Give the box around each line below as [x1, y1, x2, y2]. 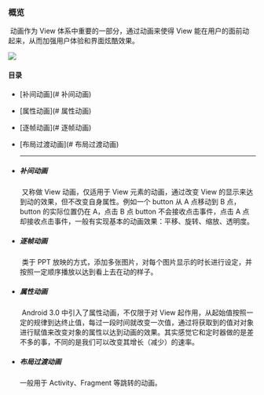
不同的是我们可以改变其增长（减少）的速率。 [53, 338, 199, 347]
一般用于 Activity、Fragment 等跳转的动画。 [19, 379, 163, 388]
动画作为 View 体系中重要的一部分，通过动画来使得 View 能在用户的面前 [9, 26, 243, 36]
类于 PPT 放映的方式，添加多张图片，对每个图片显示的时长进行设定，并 [21, 258, 253, 267]
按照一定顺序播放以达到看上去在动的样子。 [19, 267, 158, 276]
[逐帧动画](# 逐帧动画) [19, 123, 92, 132]
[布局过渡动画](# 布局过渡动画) [19, 139, 119, 148]
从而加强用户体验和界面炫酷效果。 [28, 36, 139, 46]
